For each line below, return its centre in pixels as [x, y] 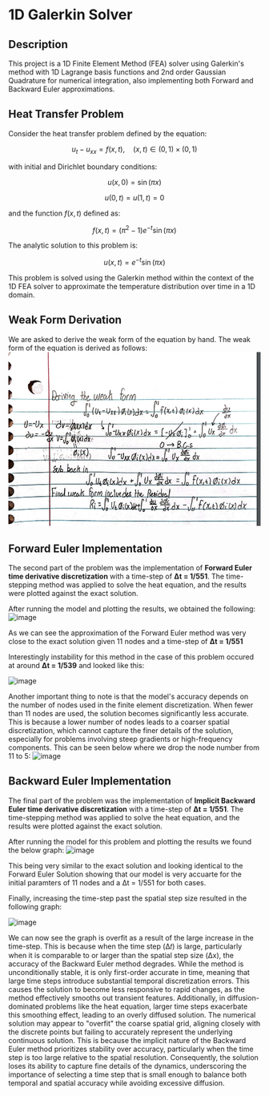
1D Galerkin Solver [70, 15]
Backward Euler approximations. [62, 89]
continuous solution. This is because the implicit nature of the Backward [127, 1040]
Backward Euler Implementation [90, 782]
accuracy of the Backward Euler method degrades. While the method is [126, 964]
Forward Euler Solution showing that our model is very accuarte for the [125, 874]
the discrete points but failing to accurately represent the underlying [121, 1032]
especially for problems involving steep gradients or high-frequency [120, 739]
